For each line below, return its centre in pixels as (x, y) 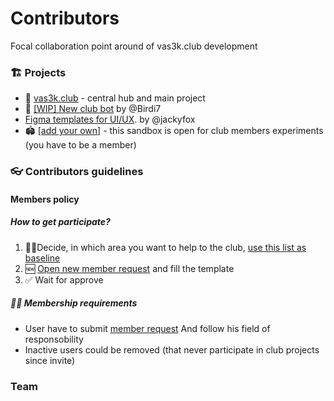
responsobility (54, 339)
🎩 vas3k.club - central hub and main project (115, 98)
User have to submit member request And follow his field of (147, 328)
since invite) (50, 360)
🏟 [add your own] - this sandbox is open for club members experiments (174, 131)
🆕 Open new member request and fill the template (129, 268)
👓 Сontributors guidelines (77, 172)
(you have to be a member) (80, 145)
